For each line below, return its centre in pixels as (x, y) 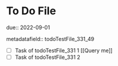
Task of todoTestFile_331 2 (48, 57)
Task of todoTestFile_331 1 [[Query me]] (63, 50)
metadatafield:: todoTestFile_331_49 (50, 39)
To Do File (31, 11)
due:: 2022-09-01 (28, 27)
